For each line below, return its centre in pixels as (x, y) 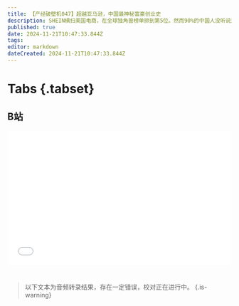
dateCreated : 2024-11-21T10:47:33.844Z (67, 54)
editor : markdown (33, 47)
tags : (15, 41)
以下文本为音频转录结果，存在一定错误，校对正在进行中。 (109, 287)
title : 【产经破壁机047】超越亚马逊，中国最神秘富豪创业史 (84, 14)
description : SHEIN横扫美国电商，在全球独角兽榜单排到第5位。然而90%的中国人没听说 (119, 21)
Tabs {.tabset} (51, 89)
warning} (38, 295)
